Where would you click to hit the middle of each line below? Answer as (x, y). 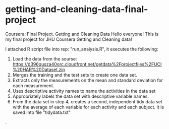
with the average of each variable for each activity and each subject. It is (88, 107)
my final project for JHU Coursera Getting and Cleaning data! (69, 39)
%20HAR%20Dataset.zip (39, 70)
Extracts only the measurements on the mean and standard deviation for (88, 80)
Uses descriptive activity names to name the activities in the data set (84, 91)
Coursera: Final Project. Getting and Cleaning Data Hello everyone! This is (82, 34)
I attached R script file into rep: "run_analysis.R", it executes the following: (82, 49)
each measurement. (33, 85)
